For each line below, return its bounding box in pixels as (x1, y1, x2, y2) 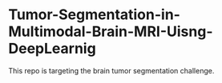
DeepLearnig (8, 40, 96, 57)
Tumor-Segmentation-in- (8, 6, 180, 24)
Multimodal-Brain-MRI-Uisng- (8, 22, 214, 41)
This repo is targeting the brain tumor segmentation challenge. (8, 65, 215, 75)
